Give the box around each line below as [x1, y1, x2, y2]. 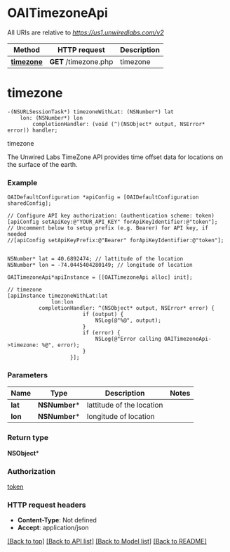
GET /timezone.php [49, 56, 114, 66]
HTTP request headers [7, 500, 86, 510]
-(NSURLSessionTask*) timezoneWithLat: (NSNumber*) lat [7, 108, 174, 115]
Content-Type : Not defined [17, 516, 97, 525]
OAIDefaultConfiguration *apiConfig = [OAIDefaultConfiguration [7, 194, 199, 201]
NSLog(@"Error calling [95, 336, 161, 343]
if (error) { [82, 330, 121, 337]
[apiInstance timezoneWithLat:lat [7, 292, 109, 300]
